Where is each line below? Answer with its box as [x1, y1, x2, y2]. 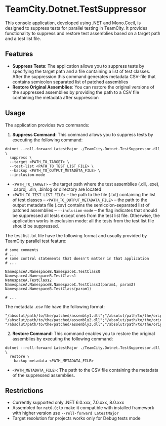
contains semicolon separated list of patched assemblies [12, 79, 128, 85]
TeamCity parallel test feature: [5, 238, 67, 244]
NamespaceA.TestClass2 [5, 278, 52, 283]
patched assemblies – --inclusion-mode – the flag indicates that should [12, 207, 157, 213]
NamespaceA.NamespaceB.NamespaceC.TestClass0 [5, 269, 100, 274]
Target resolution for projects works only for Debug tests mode [12, 415, 141, 421]
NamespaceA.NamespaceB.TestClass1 [5, 273, 77, 278]
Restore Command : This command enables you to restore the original [12, 330, 155, 337]
